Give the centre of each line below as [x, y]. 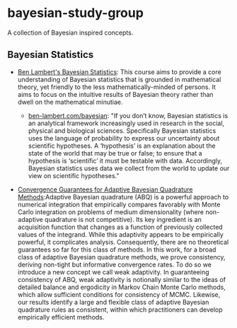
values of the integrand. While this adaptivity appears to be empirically [121, 234]
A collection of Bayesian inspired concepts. [70, 33]
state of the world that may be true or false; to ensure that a [115, 153]
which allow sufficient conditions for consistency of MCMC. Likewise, [119, 294]
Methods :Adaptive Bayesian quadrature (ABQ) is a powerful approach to [123, 197]
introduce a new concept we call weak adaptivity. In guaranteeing [113, 272]
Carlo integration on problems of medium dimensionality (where [110, 212]
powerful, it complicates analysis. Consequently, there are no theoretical [123, 242]
